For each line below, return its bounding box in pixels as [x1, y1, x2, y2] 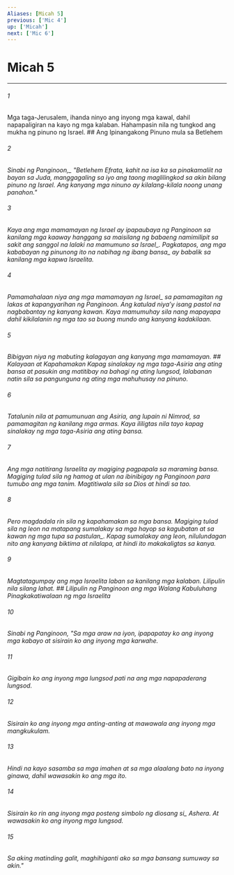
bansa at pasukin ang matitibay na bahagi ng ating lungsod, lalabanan [7, 367, 212, 376]
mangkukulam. [7, 726, 50, 735]
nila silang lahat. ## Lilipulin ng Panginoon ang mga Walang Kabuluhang [7, 584, 217, 593]
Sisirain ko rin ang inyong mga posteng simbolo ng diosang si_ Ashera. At [7, 809, 219, 818]
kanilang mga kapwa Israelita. [7, 255, 94, 264]
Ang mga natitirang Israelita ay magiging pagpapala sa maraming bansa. [7, 464, 219, 473]
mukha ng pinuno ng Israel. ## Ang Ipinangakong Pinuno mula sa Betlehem [7, 128, 223, 137]
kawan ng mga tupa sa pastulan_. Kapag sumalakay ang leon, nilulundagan [7, 531, 226, 540]
